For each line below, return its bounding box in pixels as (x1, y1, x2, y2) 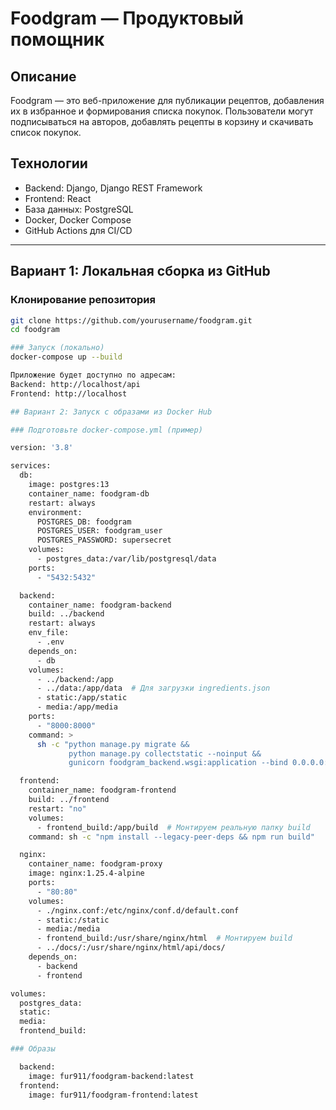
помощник (10, 28, 105, 51)
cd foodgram (10, 325, 60, 335)
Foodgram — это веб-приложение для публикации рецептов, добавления (10, 95, 325, 106)
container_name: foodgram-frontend (28, 785, 177, 796)
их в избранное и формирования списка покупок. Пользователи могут (10, 105, 314, 117)
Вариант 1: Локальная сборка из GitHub (10, 263, 271, 280)
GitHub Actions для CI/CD (24, 224, 133, 236)
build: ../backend (28, 609, 105, 619)
